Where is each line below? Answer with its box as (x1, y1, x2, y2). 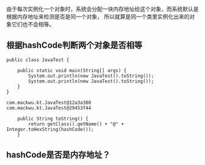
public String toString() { (17, 116, 88, 122)
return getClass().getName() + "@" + (28, 121, 124, 127)
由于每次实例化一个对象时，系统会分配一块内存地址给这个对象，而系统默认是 (6, 5, 199, 12)
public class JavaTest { (6, 57, 70, 63)
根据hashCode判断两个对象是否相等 (6, 40, 143, 51)
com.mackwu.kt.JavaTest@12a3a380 (6, 100, 92, 106)
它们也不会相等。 (11, 21, 55, 28)
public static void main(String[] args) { (17, 67, 127, 73)
